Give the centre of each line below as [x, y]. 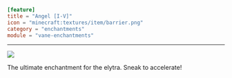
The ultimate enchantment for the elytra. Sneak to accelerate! [95, 68]
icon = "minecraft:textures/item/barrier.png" [75, 23]
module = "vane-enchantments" [51, 35]
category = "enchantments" [46, 29]
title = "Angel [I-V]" [40, 16]
